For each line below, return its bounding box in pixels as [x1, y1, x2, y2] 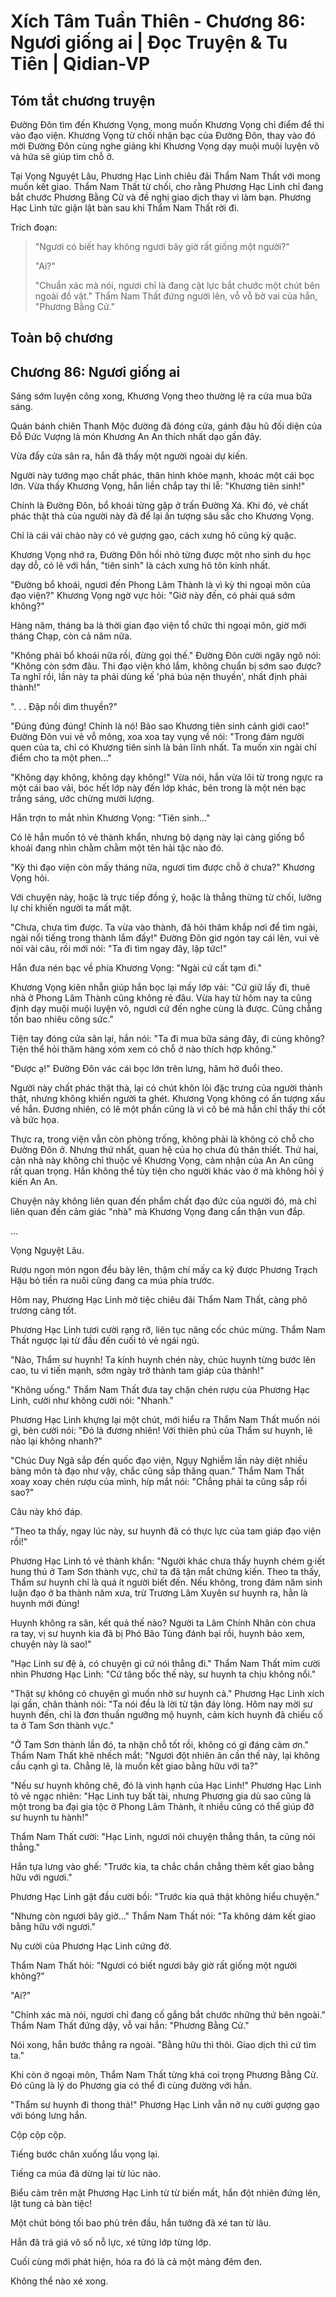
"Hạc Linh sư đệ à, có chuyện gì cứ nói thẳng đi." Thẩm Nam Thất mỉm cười [10, 1658, 321, 1670]
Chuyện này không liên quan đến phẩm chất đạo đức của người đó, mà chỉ [10, 1195, 317, 1207]
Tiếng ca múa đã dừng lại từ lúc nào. [10, 2168, 162, 2180]
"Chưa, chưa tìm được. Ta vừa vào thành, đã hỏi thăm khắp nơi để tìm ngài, [10, 921, 318, 934]
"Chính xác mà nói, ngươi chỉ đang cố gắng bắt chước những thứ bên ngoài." [10, 2009, 326, 2021]
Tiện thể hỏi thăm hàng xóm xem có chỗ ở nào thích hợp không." [10, 1043, 277, 1055]
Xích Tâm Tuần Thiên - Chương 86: [10, 10, 307, 33]
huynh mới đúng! [10, 1598, 80, 1610]
